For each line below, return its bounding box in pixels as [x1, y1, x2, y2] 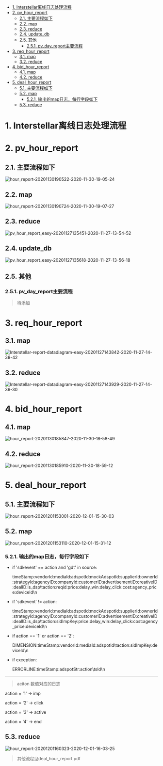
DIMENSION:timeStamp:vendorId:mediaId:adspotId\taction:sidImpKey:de [12, 642, 158, 648]
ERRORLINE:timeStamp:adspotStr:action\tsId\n [12, 666, 105, 672]
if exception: [12, 657, 37, 663]
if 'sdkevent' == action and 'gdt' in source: [12, 564, 97, 571]
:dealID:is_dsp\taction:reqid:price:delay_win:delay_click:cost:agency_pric [12, 584, 157, 590]
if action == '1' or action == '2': [12, 633, 74, 639]
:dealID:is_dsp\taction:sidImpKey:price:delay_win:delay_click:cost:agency [12, 619, 158, 624]
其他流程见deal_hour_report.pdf [16, 755, 81, 761]
